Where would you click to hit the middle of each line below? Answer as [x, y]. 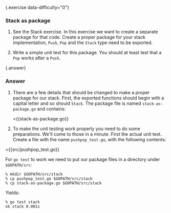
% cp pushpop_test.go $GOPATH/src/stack [49, 179]
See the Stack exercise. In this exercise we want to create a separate [85, 32]
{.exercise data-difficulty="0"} [37, 7]
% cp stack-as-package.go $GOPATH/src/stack [54, 183]
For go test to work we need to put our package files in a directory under [83, 159]
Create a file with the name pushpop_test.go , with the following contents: [89, 139]
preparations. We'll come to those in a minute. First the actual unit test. [87, 134]
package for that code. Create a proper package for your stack [79, 37]
